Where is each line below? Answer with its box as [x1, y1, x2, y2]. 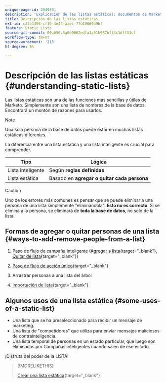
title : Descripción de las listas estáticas [5, 16, 98, 21]
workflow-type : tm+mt [5, 35, 50, 40]
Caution [5, 187, 21, 193]
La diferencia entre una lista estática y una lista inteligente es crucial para [5, 141, 155, 147]
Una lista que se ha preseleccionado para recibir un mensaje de [12, 318, 142, 324]
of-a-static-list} [5, 304, 55, 313]
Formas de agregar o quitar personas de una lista [5, 227, 160, 235]
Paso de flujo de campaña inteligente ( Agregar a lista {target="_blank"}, [12, 248, 158, 254]
